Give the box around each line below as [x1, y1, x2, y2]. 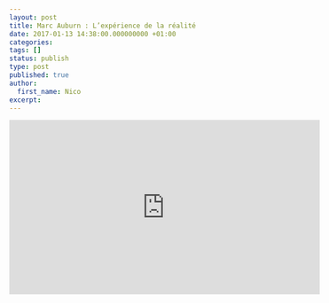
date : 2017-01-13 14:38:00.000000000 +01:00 [9, 29, 176, 38]
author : [9, 79, 38, 88]
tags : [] [9, 46, 42, 55]
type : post [9, 63, 50, 72]
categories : [9, 37, 53, 47]
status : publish [9, 54, 69, 63]
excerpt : [9, 95, 42, 105]
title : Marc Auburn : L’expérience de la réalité [9, 21, 197, 30]
